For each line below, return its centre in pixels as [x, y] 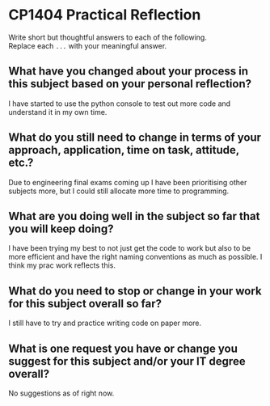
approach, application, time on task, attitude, [124, 150]
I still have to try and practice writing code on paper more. [105, 323]
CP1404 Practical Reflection [105, 15]
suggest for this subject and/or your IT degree [127, 361]
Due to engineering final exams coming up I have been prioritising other [128, 182]
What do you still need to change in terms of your [135, 138]
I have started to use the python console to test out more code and [120, 104]
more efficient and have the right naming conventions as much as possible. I [135, 257]
